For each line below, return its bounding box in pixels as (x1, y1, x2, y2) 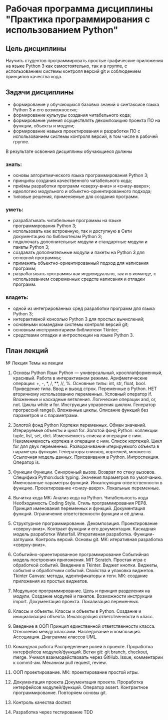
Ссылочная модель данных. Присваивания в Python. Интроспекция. (12, 454, 159, 460)
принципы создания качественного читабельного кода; (12, 177, 132, 184)
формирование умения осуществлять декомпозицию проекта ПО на (12, 117, 160, 123)
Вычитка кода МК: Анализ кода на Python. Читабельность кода (12, 494, 148, 500)
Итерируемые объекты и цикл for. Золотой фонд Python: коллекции (12, 427, 158, 433)
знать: (5, 161, 22, 168)
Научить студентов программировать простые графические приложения (5, 58, 163, 63)
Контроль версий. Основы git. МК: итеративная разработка (35, 536, 163, 542)
